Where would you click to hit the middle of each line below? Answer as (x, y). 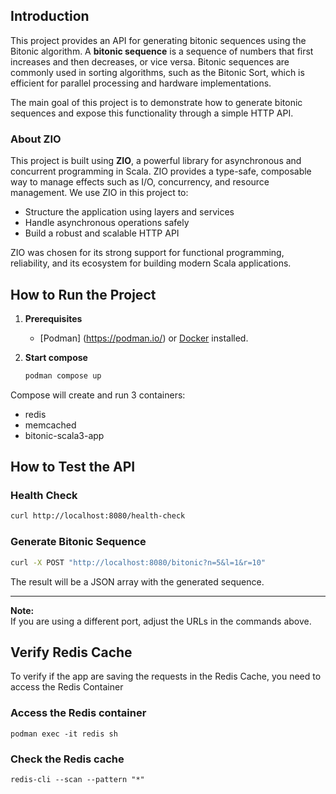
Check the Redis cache (67, 759)
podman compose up (63, 375)
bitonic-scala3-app (64, 435)
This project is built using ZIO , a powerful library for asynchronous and (156, 161)
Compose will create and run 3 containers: (98, 395)
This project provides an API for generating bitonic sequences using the (158, 40)
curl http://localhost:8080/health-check (98, 516)
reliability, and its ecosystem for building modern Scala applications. (151, 263)
